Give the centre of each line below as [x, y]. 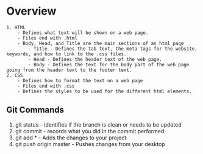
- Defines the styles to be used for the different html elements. [105, 91]
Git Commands [35, 110]
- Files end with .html [48, 38]
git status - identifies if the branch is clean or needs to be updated [98, 124]
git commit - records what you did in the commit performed [90, 131]
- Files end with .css [46, 86]
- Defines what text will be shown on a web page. [83, 33]
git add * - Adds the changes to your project [71, 138]
